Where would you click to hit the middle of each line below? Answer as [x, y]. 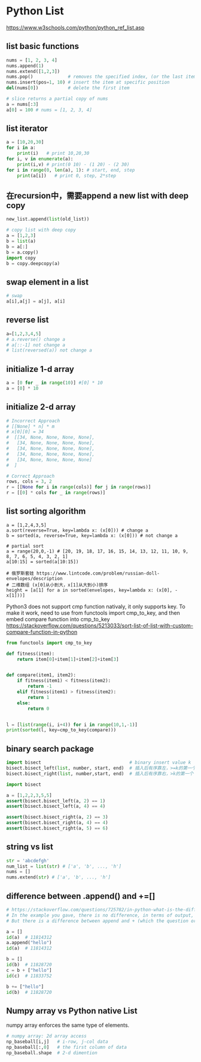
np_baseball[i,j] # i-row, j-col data [57, 1042]
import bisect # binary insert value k [99, 763]
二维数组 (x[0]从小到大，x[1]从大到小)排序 [60, 585]
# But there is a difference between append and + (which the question [97, 921]
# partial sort [25, 546]
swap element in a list [47, 282]
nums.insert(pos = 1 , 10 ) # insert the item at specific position [88, 83]
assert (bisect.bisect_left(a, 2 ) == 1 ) [56, 801]
